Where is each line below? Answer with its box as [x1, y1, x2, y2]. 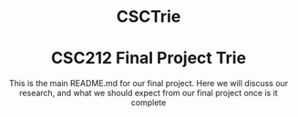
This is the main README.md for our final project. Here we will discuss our [8, 78, 289, 89]
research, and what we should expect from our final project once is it [19, 88, 278, 99]
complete [130, 97, 167, 108]
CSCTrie [116, 6, 181, 27]
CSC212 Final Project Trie [50, 48, 247, 69]
